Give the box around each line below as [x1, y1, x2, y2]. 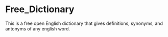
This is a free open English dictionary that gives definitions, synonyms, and [5, 20, 163, 26]
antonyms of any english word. [5, 25, 70, 31]
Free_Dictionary [5, 4, 75, 15]
